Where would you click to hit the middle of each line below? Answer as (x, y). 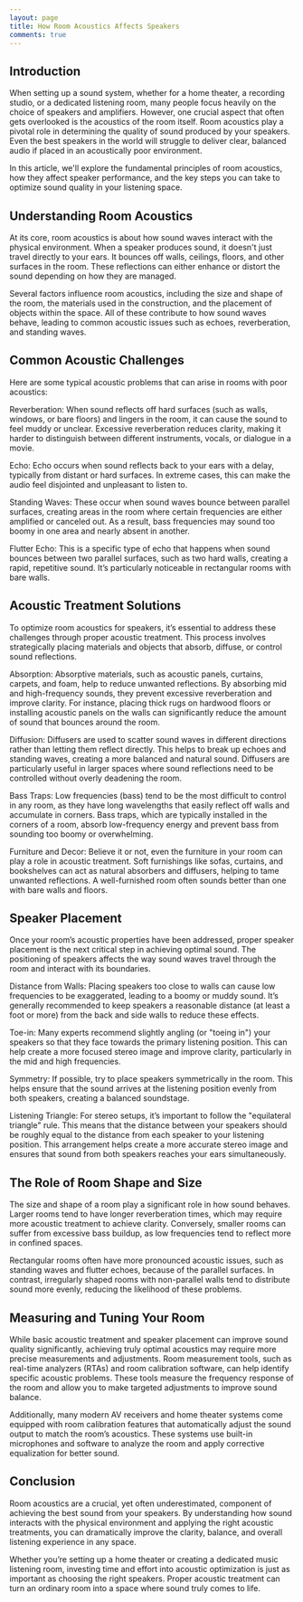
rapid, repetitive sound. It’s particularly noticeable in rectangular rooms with (150, 567)
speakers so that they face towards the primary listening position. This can (148, 1042)
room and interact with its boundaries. (80, 969)
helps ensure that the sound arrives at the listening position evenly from (143, 1089)
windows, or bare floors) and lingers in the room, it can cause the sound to (148, 419)
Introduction (45, 71)
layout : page (34, 18)
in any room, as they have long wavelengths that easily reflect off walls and (149, 805)
